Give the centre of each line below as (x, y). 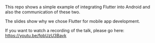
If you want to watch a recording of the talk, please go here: (65, 30)
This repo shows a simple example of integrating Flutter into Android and (77, 7)
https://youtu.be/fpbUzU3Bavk (36, 36)
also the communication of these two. (43, 12)
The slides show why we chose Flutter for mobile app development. (73, 21)
